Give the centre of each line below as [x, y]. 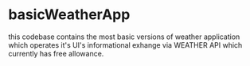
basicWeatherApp [69, 15]
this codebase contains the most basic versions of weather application [124, 37]
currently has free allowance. [56, 53]
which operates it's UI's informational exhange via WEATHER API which [125, 45]
